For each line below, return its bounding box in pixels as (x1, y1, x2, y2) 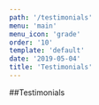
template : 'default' (9, 46, 86, 55)
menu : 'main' (9, 21, 57, 30)
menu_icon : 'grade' (9, 29, 81, 38)
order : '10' (9, 37, 53, 47)
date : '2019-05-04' (9, 54, 81, 63)
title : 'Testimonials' (9, 63, 93, 72)
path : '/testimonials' (9, 12, 93, 22)
